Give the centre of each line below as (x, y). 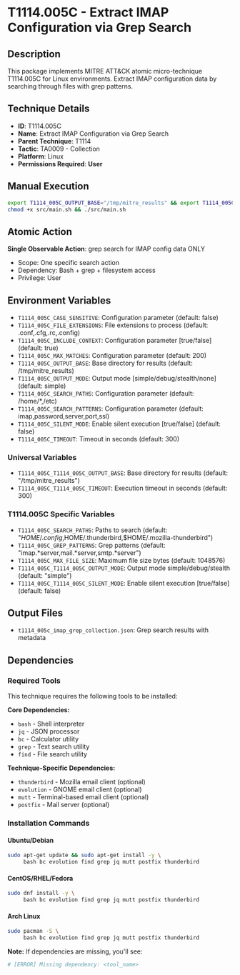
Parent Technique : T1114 (54, 141)
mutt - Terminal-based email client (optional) (83, 797)
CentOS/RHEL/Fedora (40, 878)
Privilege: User (40, 278)
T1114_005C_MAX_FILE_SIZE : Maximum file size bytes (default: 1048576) (121, 560)
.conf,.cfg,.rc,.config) (49, 332)
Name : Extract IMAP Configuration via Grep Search (93, 134)
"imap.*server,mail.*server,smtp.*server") (79, 552)
